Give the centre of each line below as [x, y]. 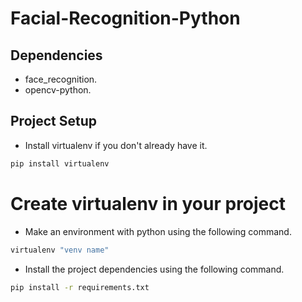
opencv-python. [58, 90]
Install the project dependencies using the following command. [154, 269]
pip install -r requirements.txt [80, 287]
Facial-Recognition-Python [125, 18]
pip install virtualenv [60, 163]
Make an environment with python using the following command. [158, 231]
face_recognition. [61, 79]
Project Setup [54, 121]
